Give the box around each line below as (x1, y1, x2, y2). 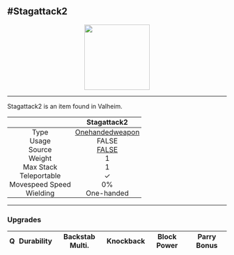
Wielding (25, 188, 55, 198)
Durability (18, 236, 52, 246)
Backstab (63, 231, 95, 241)
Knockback (107, 236, 146, 246)
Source (28, 145, 52, 154)
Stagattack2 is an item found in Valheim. (7, 102, 123, 110)
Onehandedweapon (75, 127, 140, 137)
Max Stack (22, 162, 58, 171)
